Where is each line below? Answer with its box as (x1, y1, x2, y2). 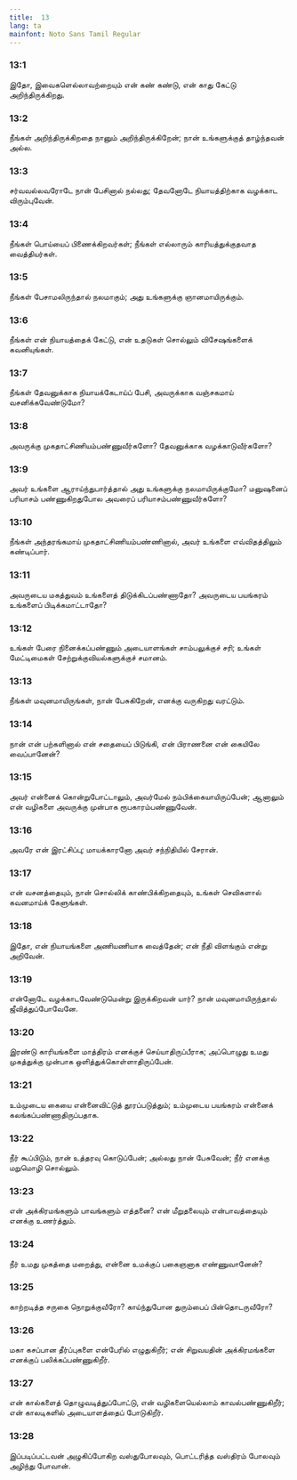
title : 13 (9, 12, 50, 22)
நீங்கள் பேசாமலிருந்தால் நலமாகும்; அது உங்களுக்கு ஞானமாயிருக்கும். (9, 291, 245, 302)
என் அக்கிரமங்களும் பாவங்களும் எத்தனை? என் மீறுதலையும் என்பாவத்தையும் (9, 1205, 268, 1216)
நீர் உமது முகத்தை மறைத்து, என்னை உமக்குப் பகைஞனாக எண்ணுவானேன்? (9, 1258, 263, 1269)
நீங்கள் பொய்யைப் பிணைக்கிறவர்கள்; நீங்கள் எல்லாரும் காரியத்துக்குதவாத (9, 238, 256, 249)
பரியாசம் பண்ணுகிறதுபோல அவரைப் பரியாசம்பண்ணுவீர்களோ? (9, 493, 228, 504)
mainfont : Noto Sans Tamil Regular (9, 29, 141, 38)
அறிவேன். (9, 950, 45, 961)
